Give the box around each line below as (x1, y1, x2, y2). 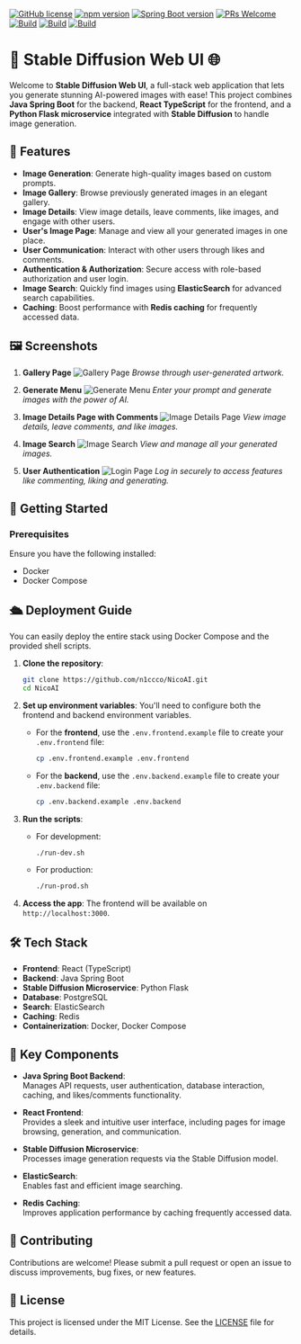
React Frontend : (22, 1107, 84, 1117)
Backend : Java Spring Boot (22, 972, 125, 984)
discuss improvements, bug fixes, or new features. (9, 1267, 197, 1277)
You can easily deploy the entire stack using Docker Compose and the (9, 631, 270, 642)
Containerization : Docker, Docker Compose (22, 1021, 187, 1032)
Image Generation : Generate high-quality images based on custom (22, 167, 272, 179)
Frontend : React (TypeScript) (22, 963, 132, 974)
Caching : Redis (22, 1011, 80, 1022)
